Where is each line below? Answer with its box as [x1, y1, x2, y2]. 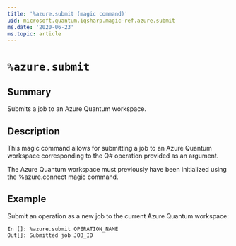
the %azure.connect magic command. [7, 172, 119, 181]
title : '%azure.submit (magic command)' [7, 10, 129, 18]
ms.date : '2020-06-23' [7, 23, 74, 30]
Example [7, 193, 47, 205]
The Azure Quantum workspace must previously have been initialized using [7, 165, 228, 174]
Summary [7, 86, 52, 98]
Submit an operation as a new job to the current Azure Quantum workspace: [7, 211, 230, 220]
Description [7, 125, 60, 137]
